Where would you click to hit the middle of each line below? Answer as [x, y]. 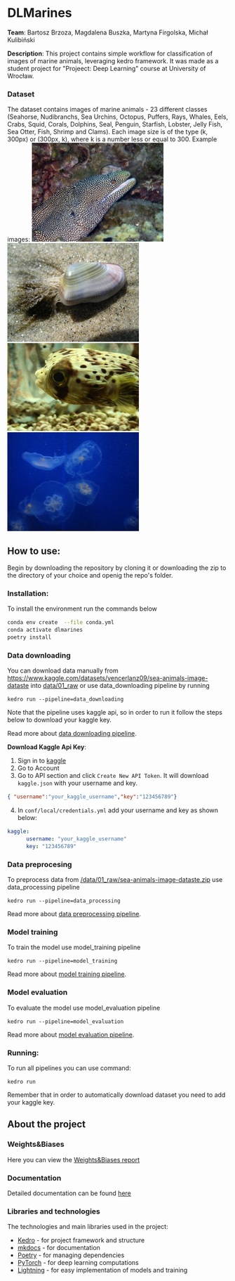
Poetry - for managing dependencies [71, 1255]
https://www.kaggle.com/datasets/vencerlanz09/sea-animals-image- [108, 678]
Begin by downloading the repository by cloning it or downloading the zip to [117, 568]
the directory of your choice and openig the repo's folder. [90, 576]
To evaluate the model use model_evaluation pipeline [84, 1008]
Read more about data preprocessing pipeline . [74, 914]
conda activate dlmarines [45, 630]
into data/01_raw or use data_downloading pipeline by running [120, 686]
